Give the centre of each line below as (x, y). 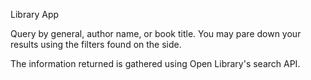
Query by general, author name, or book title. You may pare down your (156, 33)
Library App (35, 14)
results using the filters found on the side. (96, 44)
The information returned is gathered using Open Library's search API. (155, 63)
